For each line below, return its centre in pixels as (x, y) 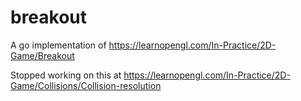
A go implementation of (58, 45)
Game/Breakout (42, 55)
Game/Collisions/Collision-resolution (86, 85)
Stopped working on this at (66, 75)
